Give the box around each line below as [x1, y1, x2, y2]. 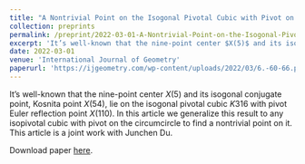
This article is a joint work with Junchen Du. [9, 127, 173, 138]
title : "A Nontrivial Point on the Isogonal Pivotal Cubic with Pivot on [9, 13, 295, 23]
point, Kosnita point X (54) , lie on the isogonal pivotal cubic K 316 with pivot [9, 98, 288, 109]
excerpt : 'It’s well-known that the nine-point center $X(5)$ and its [9, 38, 282, 48]
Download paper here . [9, 144, 93, 155]
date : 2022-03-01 [9, 47, 75, 56]
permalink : [9, 30, 51, 39]
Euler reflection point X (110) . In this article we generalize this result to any [9, 108, 284, 119]
